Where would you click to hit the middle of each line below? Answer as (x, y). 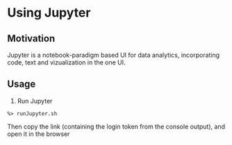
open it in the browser (39, 134)
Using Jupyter (49, 13)
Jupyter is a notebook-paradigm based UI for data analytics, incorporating (114, 55)
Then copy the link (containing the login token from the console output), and (116, 126)
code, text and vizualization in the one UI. (67, 62)
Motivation (31, 39)
